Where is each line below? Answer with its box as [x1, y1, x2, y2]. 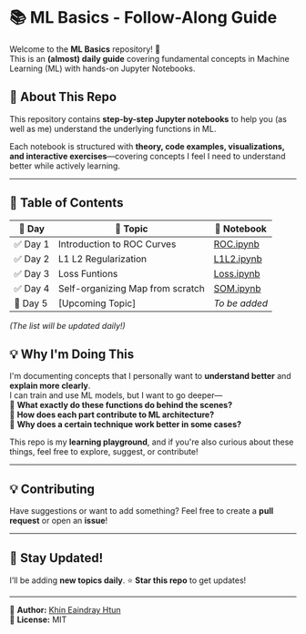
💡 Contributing [9, 481, 96, 496]
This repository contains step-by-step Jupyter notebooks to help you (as [9, 113, 287, 124]
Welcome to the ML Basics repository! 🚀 [9, 43, 161, 55]
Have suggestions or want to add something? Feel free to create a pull [9, 506, 274, 516]
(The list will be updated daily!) [9, 320, 126, 331]
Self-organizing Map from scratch [57, 281, 205, 294]
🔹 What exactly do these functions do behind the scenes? [9, 400, 233, 411]
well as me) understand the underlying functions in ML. [9, 123, 217, 134]
